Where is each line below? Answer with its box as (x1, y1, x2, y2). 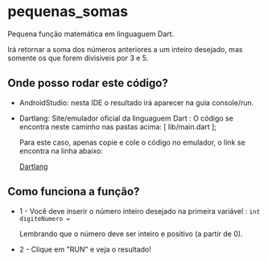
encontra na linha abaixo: (19, 145, 104, 155)
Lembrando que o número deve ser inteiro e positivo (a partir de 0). (19, 228, 243, 239)
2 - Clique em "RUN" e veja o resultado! (19, 244, 152, 254)
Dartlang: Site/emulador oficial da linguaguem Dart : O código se (19, 113, 234, 123)
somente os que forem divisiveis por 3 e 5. (7, 53, 149, 63)
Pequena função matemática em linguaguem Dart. (7, 29, 175, 39)
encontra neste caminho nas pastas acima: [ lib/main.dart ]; (19, 121, 217, 131)
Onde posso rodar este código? (7, 76, 168, 90)
